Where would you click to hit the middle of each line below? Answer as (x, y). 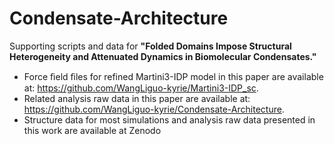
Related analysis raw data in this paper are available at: (137, 98)
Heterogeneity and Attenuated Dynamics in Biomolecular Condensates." (163, 56)
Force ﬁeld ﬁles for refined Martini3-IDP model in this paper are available (173, 76)
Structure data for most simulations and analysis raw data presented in (169, 119)
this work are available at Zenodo (92, 130)
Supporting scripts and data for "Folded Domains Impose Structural (150, 46)
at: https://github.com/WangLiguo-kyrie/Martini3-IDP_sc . (141, 88)
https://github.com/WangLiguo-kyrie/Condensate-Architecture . (154, 109)
